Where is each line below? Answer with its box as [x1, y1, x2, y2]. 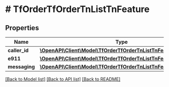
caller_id [8, 47, 29, 54]
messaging [8, 63, 35, 70]
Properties [5, 24, 39, 32]
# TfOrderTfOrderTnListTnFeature [5, 4, 150, 15]
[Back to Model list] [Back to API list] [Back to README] [5, 76, 121, 82]
